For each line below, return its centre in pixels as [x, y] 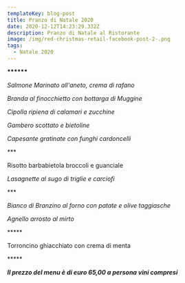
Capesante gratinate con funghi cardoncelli [69, 138]
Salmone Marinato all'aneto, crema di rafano [71, 85]
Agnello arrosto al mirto [41, 219]
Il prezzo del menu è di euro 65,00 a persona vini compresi [92, 272]
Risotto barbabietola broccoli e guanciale [65, 165]
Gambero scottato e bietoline [48, 125]
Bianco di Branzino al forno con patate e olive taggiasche [89, 205]
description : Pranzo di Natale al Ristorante [73, 33]
